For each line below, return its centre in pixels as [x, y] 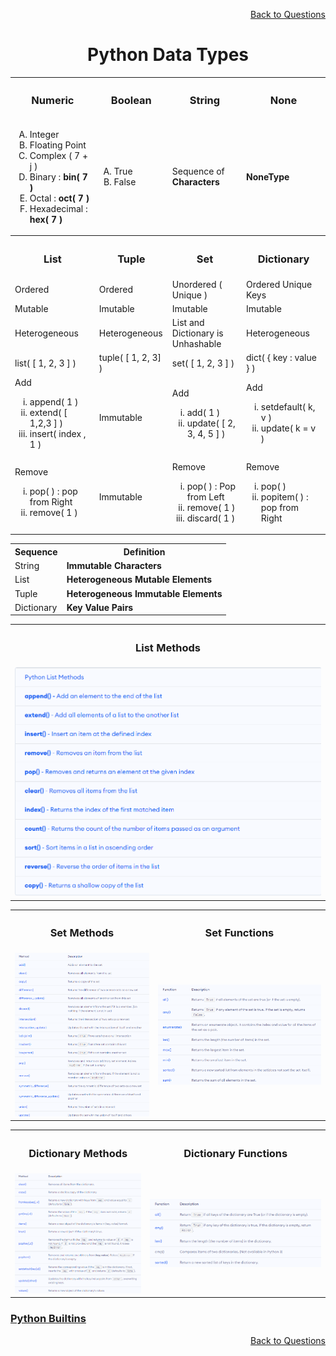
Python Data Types [168, 55]
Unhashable [196, 344]
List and [188, 323]
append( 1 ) [54, 401]
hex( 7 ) [46, 219]
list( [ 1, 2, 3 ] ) [45, 363]
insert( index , [58, 433]
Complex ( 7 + [59, 155]
